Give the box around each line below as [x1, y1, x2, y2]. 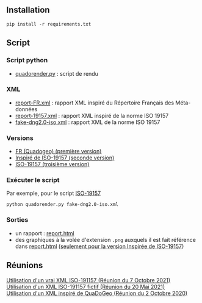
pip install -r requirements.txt [6, 21, 92, 27]
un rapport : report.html [15, 229, 74, 237]
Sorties [6, 216, 29, 224]
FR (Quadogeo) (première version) [15, 148, 102, 155]
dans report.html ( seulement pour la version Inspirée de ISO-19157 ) [15, 243, 184, 250]
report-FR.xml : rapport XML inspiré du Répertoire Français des [15, 99, 175, 106]
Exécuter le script [6, 176, 60, 184]
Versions [6, 134, 34, 142]
